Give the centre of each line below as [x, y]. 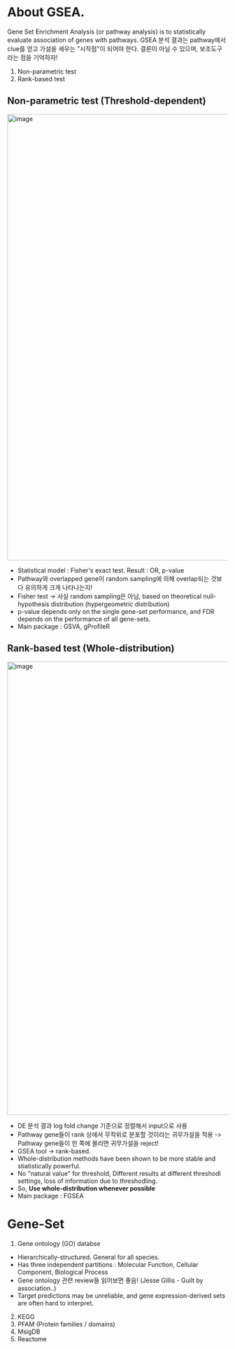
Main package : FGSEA [50, 1196]
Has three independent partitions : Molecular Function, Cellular [108, 1264]
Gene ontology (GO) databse [59, 1243]
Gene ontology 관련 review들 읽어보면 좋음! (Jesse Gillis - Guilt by [110, 1280]
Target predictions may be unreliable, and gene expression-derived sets [121, 1295]
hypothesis [33, 604]
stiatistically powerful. [49, 1166]
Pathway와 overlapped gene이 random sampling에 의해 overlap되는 [113, 578]
